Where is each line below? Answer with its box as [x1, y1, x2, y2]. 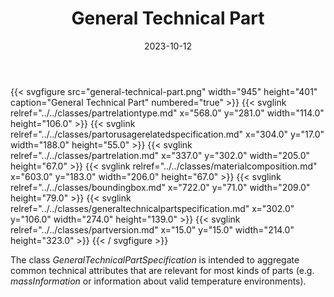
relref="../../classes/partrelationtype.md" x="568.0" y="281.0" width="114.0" [10, 107, 325, 119]
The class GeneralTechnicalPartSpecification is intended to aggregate [10, 253, 300, 266]
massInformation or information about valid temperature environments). [10, 275, 307, 287]
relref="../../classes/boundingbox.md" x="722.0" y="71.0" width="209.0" [10, 181, 311, 193]
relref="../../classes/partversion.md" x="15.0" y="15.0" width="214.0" [10, 223, 295, 236]
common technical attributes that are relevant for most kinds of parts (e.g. [10, 264, 315, 276]
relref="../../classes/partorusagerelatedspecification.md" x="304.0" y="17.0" [10, 128, 325, 140]
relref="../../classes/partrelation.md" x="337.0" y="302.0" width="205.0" [10, 149, 311, 161]
